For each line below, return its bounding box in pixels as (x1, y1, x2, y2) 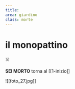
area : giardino (5, 12, 38, 17)
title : (5, 7, 19, 13)
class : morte (5, 17, 33, 22)
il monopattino (5, 39, 68, 51)
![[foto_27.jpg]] (5, 78, 37, 84)
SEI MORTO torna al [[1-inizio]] (5, 68, 70, 74)
